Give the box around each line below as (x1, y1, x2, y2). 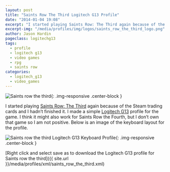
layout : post (5, 7, 33, 13)
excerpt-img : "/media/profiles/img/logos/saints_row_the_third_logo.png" (5, 27, 165, 32)
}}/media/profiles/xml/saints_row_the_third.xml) (5, 161, 105, 167)
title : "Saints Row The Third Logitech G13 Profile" (5, 12, 120, 17)
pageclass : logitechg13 (5, 36, 56, 41)
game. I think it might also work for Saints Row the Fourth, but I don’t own (5, 114, 159, 120)
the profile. (5, 124, 29, 131)
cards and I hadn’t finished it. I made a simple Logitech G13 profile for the (5, 108, 159, 114)
